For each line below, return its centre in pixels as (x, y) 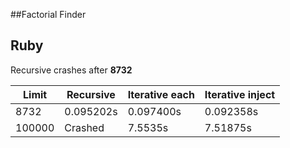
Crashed (84, 127)
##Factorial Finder (48, 14)
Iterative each (161, 94)
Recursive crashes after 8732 (71, 70)
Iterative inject (240, 94)
